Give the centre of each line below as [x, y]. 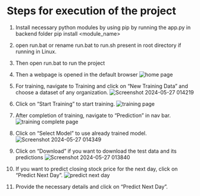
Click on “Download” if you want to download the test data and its [96, 151]
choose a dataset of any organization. [62, 92]
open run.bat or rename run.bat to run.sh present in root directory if [98, 45]
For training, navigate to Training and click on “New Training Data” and [101, 86]
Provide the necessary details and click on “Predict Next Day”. [92, 186]
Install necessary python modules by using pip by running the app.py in [103, 27]
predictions [29, 157]
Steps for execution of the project [91, 11]
